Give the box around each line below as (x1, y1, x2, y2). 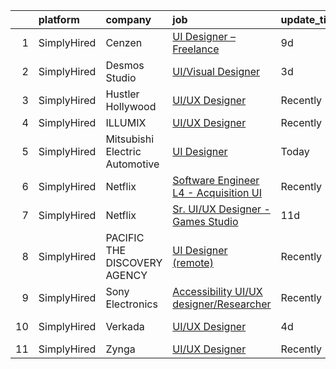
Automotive (105, 157, 160, 171)
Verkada (105, 320, 145, 333)
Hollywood (105, 100, 157, 113)
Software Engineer (172, 174, 260, 187)
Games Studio (172, 215, 239, 228)
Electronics (105, 297, 158, 311)
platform (38, 13, 80, 26)
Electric (105, 145, 142, 158)
